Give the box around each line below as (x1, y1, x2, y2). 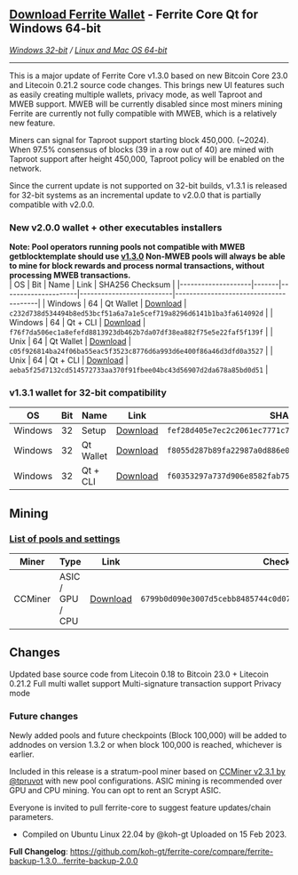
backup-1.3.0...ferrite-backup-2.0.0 (9, 855, 139, 866)
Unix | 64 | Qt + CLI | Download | (9, 355, 129, 365)
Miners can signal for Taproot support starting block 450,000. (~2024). (9, 134, 269, 145)
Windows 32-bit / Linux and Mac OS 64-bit (9, 44, 168, 55)
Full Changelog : (9, 847, 68, 857)
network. (9, 163, 43, 173)
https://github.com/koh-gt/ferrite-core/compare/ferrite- (69, 847, 273, 857)
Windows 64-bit (9, 21, 102, 36)
